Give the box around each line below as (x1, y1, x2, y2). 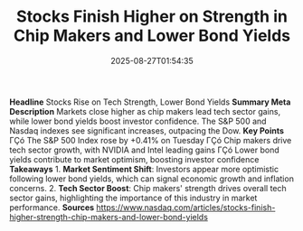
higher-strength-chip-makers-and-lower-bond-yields (9, 211, 208, 222)
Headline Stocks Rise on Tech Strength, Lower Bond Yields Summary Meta (9, 97, 291, 107)
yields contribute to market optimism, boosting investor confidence (9, 153, 260, 164)
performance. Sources (9, 201, 95, 213)
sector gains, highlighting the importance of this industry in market (9, 192, 258, 203)
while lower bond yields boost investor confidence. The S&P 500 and (9, 115, 267, 126)
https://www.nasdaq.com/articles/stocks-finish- (96, 201, 276, 213)
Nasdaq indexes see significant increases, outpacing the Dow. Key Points (9, 125, 285, 136)
